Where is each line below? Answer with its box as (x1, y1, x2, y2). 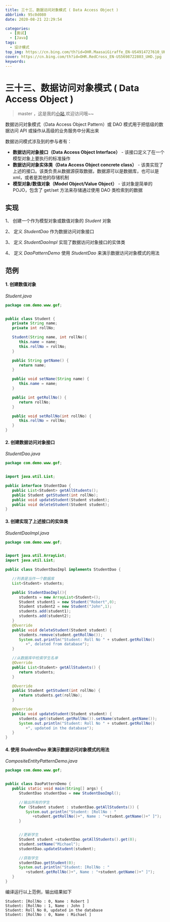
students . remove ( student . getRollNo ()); (18, 632, 103, 637)
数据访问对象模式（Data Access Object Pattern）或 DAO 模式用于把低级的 (5, 121, 159, 127)
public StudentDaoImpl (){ (12, 590, 67, 595)
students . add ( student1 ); (18, 609, 71, 614)
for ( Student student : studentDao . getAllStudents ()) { (18, 805, 139, 810)
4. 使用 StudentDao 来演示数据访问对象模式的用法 (5, 747, 110, 753)
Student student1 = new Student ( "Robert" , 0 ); (18, 599, 116, 604)
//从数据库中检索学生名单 (12, 655, 58, 661)
